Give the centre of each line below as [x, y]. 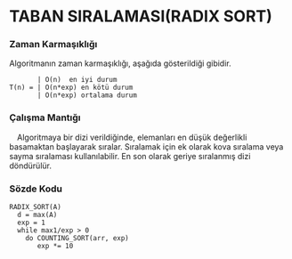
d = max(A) [37, 215]
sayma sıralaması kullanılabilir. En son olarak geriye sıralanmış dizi [130, 156]
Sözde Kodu [36, 189]
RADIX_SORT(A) [36, 207]
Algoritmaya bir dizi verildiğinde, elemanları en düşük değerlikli [132, 137]
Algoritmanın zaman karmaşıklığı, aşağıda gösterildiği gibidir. [120, 63]
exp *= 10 [55, 247]
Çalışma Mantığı [45, 117]
